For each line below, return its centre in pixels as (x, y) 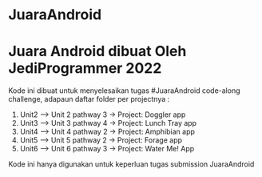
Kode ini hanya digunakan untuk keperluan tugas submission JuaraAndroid (131, 164)
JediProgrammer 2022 (85, 68)
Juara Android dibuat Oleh (97, 52)
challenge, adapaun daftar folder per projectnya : (89, 99)
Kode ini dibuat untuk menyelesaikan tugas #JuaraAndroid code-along (124, 91)
